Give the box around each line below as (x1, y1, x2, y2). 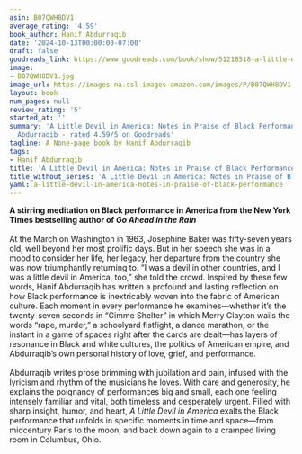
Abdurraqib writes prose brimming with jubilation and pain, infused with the (9, 368, 289, 378)
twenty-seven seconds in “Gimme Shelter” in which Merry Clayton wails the (9, 310, 290, 321)
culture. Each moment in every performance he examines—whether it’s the (9, 300, 287, 311)
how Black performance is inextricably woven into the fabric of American (9, 291, 280, 302)
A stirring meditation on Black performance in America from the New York (9, 205, 291, 216)
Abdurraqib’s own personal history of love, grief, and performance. (9, 348, 256, 360)
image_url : (9, 80, 50, 89)
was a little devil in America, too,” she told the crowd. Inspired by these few (9, 272, 288, 283)
